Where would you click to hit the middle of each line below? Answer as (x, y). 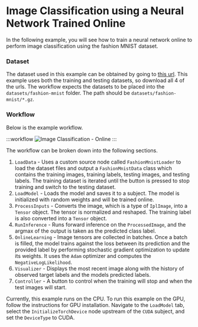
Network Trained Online (66, 23)
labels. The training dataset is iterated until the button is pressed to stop (102, 181)
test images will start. (40, 287)
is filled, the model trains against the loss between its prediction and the (102, 243)
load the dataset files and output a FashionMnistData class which (93, 168)
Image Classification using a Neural (95, 11)
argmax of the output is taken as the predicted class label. (85, 231)
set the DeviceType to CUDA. (40, 318)
